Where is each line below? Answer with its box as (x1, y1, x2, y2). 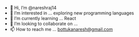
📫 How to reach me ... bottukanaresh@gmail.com (9, 26, 113, 32)
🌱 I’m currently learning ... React (9, 15, 76, 21)
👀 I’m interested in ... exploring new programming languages (9, 10, 134, 16)
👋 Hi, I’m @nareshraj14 (9, 5, 56, 10)
